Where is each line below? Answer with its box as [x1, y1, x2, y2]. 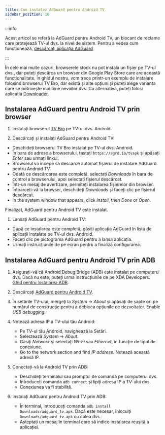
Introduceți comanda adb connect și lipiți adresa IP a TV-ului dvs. [19, 379, 151, 385]
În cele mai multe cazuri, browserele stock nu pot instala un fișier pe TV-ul [5, 65, 156, 71]
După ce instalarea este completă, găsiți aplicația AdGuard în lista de [12, 226, 152, 232]
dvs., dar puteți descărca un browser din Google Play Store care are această [5, 70, 160, 75]
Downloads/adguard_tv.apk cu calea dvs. [19, 414, 101, 420]
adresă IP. [19, 355, 40, 361]
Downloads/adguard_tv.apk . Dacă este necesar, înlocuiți [19, 408, 132, 414]
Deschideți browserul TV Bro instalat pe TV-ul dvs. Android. [12, 145, 134, 151]
